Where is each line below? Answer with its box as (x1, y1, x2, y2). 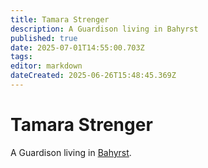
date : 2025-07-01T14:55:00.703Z (10, 42, 145, 53)
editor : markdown (10, 61, 83, 71)
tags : (10, 52, 33, 62)
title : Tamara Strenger (10, 14, 110, 25)
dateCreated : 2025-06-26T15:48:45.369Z (10, 71, 177, 81)
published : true (10, 33, 78, 43)
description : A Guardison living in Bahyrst (10, 24, 199, 34)
